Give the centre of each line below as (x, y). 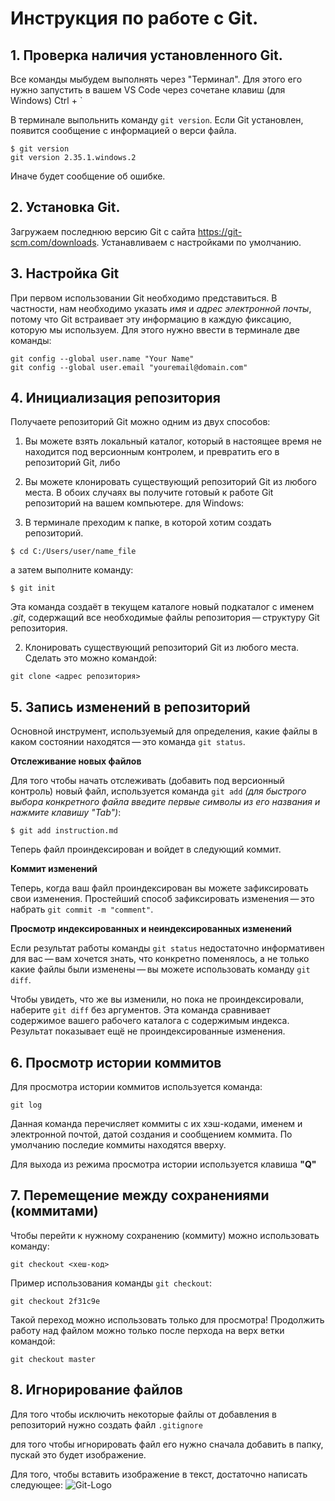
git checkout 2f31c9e (55, 1301)
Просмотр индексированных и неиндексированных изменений (151, 929)
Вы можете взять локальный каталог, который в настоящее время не (173, 441)
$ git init (33, 588)
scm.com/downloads (53, 242)
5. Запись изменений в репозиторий (130, 707)
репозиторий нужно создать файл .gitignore (106, 1424)
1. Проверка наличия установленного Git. (146, 55)
